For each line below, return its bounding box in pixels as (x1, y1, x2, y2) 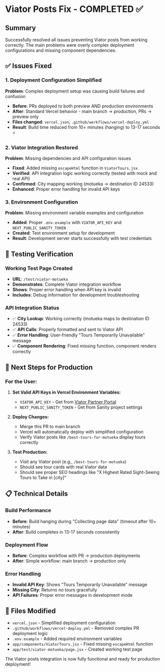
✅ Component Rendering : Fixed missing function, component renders (12, 343, 157, 349)
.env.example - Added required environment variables (12, 636, 122, 642)
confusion (5, 93, 26, 99)
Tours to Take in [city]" (19, 474, 67, 480)
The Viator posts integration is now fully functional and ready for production (5, 656, 160, 662)
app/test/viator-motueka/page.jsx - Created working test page (12, 646, 143, 653)
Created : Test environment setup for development (12, 230, 115, 236)
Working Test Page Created (5, 265, 73, 272)
